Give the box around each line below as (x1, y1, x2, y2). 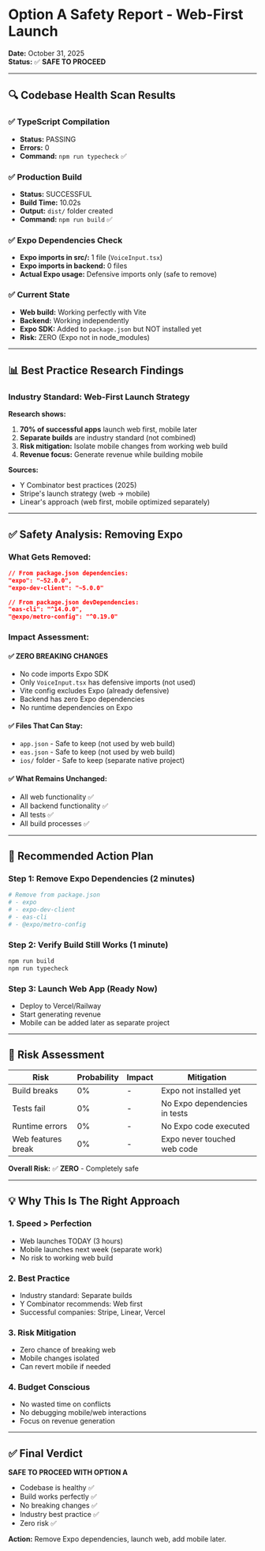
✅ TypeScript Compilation (8, 116, 110, 127)
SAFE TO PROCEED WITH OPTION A (8, 1468, 129, 1477)
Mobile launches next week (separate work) (19, 1244, 163, 1254)
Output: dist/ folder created (19, 206, 114, 215)
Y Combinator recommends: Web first (19, 1299, 144, 1308)
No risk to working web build (19, 1253, 114, 1262)
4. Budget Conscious (8, 1382, 91, 1393)
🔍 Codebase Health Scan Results (8, 89, 176, 102)
